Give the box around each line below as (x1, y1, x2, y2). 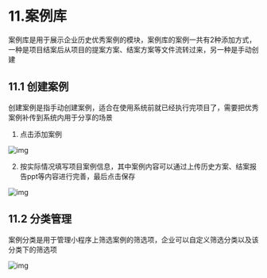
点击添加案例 (19, 129, 62, 139)
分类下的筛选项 (8, 245, 57, 254)
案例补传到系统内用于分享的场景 (8, 112, 113, 122)
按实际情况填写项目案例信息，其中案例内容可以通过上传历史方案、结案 (19, 162, 250, 171)
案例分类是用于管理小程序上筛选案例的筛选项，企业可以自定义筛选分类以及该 (8, 234, 259, 244)
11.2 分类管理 (8, 212, 72, 226)
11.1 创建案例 (8, 80, 69, 93)
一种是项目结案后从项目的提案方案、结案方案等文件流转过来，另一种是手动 (8, 44, 252, 54)
